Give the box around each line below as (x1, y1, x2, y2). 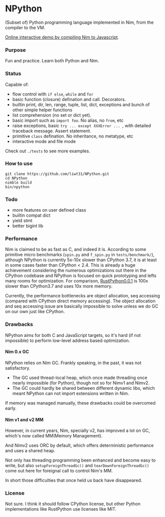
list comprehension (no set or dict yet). (12, 112, 91, 118)
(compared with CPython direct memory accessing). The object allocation (5, 298, 156, 304)
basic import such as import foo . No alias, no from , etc (12, 117, 124, 123)
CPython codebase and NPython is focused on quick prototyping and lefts (5, 273, 157, 279)
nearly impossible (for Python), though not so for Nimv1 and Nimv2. (12, 379, 150, 386)
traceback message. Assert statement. (12, 128, 91, 134)
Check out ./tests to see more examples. (5, 148, 90, 154)
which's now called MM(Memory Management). (5, 433, 103, 439)
